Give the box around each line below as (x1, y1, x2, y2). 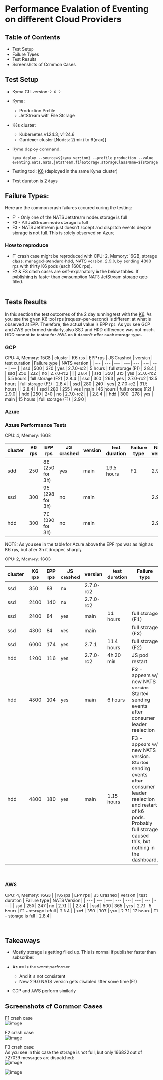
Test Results (12, 56, 37, 62)
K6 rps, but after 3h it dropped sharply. (5, 547, 83, 553)
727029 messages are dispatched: (5, 1055, 74, 1061)
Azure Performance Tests (5, 421, 67, 428)
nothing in (131, 844, 155, 851)
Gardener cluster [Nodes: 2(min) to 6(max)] (19, 136, 107, 142)
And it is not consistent (19, 973, 65, 979)
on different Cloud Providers (5, 14, 122, 25)
